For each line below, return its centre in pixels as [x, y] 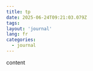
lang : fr [17, 34]
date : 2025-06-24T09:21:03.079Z [46, 17]
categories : [21, 40]
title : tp [19, 12]
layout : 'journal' [29, 29]
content [16, 62]
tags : [13, 23]
